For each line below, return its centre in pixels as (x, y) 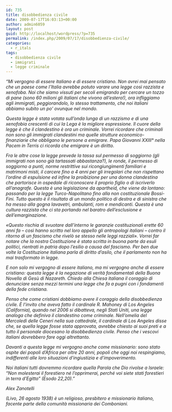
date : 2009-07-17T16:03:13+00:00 (41, 19)
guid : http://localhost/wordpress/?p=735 (51, 34)
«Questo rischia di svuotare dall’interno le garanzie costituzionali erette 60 (85, 225)
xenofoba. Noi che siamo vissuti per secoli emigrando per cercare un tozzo (85, 92)
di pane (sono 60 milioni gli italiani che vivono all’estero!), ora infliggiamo (83, 98)
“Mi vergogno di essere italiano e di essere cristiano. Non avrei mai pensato (86, 82)
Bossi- (158, 193)
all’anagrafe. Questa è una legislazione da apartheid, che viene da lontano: (85, 188)
